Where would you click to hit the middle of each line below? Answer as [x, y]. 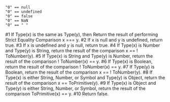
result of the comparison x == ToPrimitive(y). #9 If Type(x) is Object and [81, 83]
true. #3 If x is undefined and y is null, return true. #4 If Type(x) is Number [83, 45]
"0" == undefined [24, 12]
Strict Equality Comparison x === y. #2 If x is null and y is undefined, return [84, 40]
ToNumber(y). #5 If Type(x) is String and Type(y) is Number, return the [79, 56]
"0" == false [19, 16]
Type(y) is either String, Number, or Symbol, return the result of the [75, 88]
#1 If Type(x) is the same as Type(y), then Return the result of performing [82, 35]
